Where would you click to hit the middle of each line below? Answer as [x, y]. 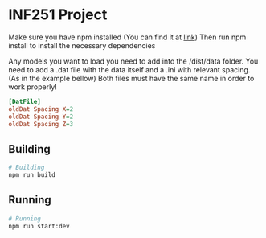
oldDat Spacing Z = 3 [41, 124]
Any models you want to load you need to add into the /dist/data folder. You [133, 61]
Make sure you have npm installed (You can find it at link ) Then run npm [127, 37]
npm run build [32, 175]
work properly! [33, 87]
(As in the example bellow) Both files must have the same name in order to [131, 78]
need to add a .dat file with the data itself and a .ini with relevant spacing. [129, 69]
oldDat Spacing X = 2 [41, 109]
